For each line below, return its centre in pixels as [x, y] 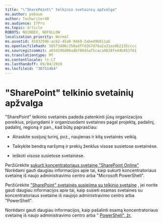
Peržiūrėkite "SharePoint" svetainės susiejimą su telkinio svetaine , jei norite [81, 185]
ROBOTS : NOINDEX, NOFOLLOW [33, 32]
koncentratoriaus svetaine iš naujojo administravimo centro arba [70, 195]
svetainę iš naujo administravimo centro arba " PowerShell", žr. [68, 215]
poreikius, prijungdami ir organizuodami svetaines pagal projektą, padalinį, [80, 122]
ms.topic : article [24, 28]
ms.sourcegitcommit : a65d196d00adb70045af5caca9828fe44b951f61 [71, 50]
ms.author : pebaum [24, 14]
